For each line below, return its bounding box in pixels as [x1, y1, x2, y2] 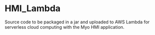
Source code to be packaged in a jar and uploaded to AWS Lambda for [4, 19, 150, 25]
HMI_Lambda [4, 3, 61, 14]
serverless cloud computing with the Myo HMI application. [4, 24, 125, 30]
